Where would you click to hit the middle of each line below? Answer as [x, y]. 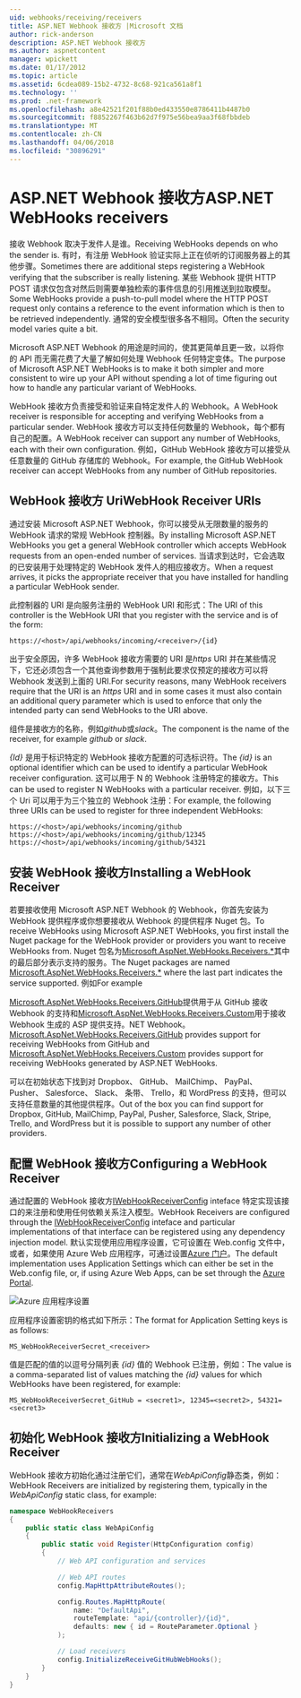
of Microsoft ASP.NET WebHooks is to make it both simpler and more [137, 368]
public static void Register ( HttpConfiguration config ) [148, 1545]
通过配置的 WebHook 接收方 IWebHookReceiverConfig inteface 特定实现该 [146, 1201]
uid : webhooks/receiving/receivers [76, 17]
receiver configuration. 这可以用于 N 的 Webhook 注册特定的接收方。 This [144, 778]
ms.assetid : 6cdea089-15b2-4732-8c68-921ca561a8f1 [106, 84]
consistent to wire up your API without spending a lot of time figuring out [143, 378]
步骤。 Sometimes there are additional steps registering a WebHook [141, 266]
